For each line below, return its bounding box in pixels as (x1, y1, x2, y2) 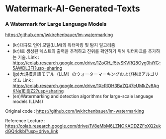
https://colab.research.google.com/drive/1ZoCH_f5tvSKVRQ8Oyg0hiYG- (12, 60, 161, 66)
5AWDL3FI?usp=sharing (12, 65, 63, 71)
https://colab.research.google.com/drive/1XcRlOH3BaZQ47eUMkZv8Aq (12, 83, 159, 89)
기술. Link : (17, 54, 40, 60)
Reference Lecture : (5, 118, 46, 124)
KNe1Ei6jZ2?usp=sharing (12, 88, 64, 94)
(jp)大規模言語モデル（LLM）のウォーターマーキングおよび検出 (12, 71, 142, 77)
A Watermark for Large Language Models (5, 21, 107, 28)
